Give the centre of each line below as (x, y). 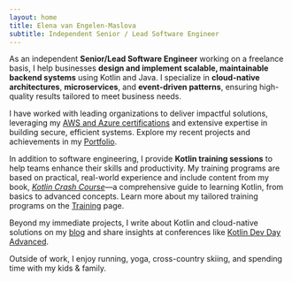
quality (22, 96)
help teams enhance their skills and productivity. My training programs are (145, 168)
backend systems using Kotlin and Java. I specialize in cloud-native (134, 78)
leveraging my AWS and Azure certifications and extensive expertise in (138, 123)
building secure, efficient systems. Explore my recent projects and (130, 133)
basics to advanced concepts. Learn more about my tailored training (134, 196)
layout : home (33, 17)
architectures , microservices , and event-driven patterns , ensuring (134, 87)
